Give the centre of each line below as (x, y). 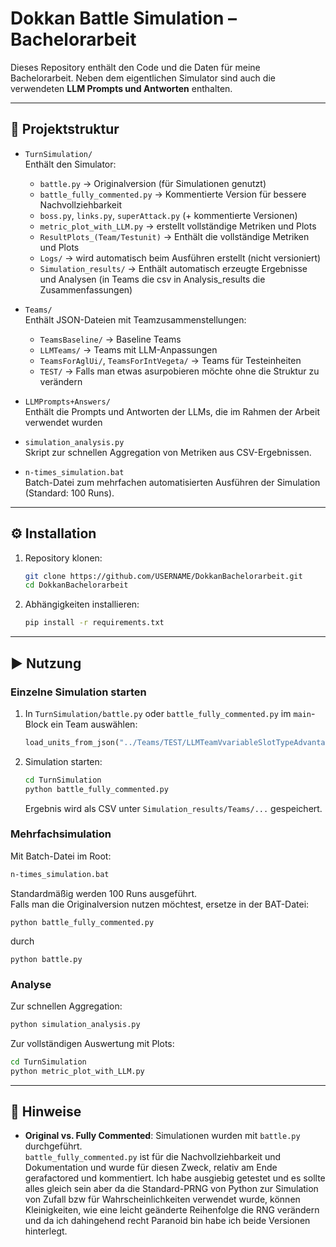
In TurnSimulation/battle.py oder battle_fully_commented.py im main (168, 713)
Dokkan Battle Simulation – (123, 18)
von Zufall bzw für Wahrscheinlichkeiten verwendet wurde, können (162, 1199)
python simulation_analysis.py (75, 1024)
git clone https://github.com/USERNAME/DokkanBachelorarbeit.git (163, 576)
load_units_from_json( (72, 742)
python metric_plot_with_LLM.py (77, 1071)
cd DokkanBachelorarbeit (76, 585)
